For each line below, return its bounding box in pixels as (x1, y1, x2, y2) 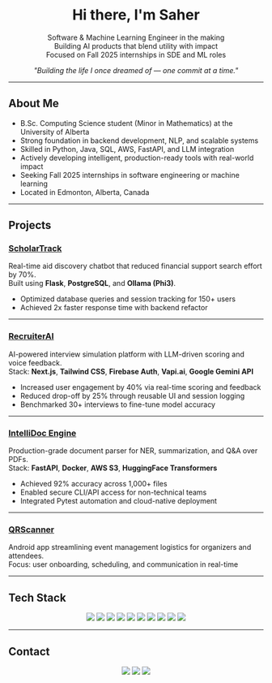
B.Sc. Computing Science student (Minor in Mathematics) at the (19, 118, 233, 128)
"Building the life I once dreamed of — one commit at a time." (33, 65, 239, 75)
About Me (8, 97, 59, 110)
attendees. (8, 551, 45, 561)
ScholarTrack (8, 243, 62, 254)
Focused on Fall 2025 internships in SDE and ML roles (45, 50, 227, 59)
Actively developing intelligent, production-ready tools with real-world (19, 153, 254, 162)
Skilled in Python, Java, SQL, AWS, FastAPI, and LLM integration (19, 144, 235, 153)
